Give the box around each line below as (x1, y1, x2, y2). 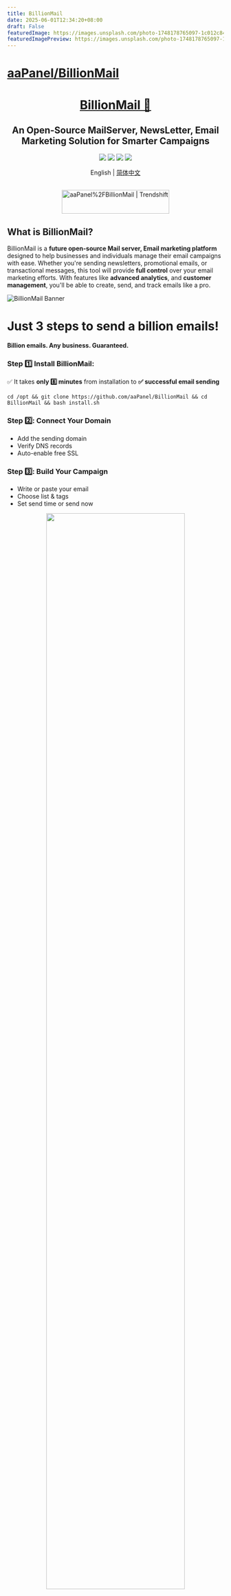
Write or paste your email (16, 484, 89, 493)
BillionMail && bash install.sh (7, 399, 100, 407)
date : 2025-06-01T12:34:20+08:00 (7, 17, 103, 23)
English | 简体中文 (90, 168, 141, 177)
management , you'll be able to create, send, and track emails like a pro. (7, 281, 211, 290)
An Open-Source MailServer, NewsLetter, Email (12, 124, 219, 136)
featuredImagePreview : (7, 36, 72, 43)
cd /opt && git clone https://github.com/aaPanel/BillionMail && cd (7, 394, 208, 401)
